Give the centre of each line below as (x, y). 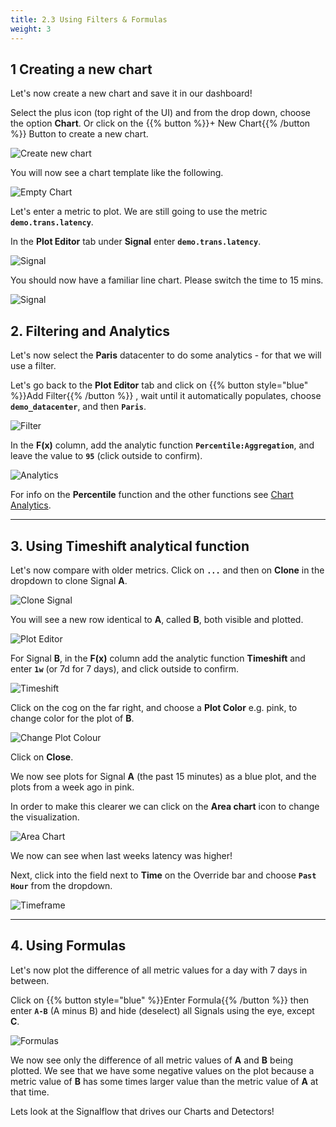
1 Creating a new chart (81, 69)
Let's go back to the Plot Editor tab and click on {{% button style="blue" (159, 385)
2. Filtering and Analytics (90, 331)
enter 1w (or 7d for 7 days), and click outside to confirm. (124, 668)
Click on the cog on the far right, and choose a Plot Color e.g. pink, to (154, 707)
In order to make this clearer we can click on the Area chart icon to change (165, 806)
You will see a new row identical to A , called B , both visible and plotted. (157, 619)
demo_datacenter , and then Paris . (78, 407)
